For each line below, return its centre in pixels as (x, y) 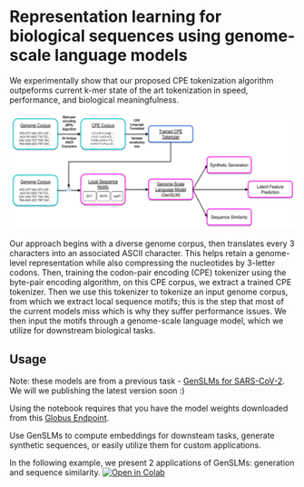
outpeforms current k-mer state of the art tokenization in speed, (129, 90)
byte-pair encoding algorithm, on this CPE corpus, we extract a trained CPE (151, 283)
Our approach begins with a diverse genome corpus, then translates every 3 (152, 243)
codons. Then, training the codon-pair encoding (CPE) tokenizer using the (148, 273)
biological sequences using (115, 36)
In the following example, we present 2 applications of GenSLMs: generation (152, 462)
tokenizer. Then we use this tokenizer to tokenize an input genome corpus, (149, 292)
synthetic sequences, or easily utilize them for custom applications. (135, 445)
